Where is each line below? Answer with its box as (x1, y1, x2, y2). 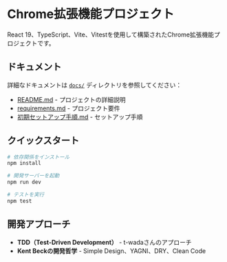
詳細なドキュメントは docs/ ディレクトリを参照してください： (7, 81, 182, 89)
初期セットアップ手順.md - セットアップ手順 (17, 112, 143, 121)
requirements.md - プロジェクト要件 (17, 104, 120, 112)
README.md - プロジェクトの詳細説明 (17, 95, 126, 103)
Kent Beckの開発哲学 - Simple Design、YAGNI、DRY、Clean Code (17, 246, 206, 255)
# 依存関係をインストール (7, 153, 70, 161)
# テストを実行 (7, 191, 45, 199)
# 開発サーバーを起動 (7, 172, 60, 179)
